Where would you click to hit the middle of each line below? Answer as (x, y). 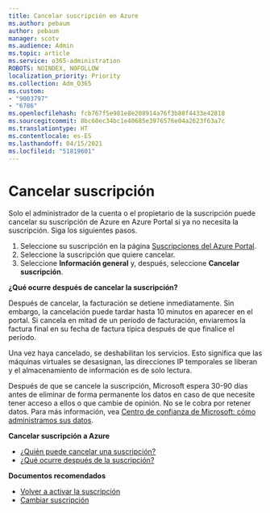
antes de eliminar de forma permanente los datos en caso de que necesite (132, 395)
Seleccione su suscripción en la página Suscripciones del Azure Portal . (138, 246)
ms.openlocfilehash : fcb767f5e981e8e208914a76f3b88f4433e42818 (117, 114)
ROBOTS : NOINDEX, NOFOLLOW (54, 69)
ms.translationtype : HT (48, 128)
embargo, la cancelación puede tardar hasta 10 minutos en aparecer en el (131, 312)
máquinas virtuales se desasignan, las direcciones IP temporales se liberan (133, 362)
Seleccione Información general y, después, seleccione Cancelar (130, 263)
